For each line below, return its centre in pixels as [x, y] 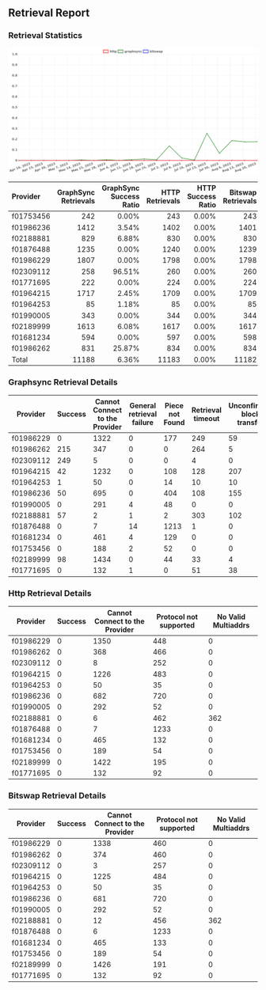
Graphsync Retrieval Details [63, 382]
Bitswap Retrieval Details [57, 796]
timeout [207, 418]
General [143, 406]
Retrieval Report [49, 13]
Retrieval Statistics [46, 36]
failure [143, 423]
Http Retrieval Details [50, 593]
